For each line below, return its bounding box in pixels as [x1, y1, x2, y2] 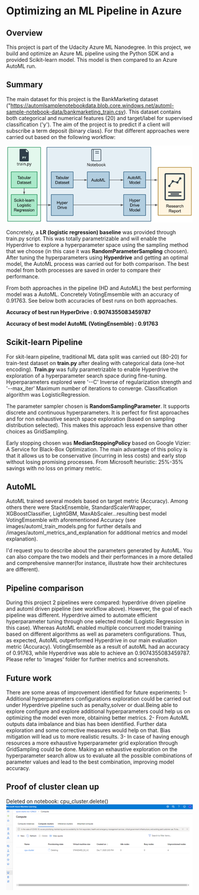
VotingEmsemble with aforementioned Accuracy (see [6, 516, 136, 524]
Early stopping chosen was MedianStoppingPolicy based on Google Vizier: [6, 439, 191, 447]
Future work [6, 673, 52, 683]
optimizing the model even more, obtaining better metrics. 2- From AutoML [6, 714, 190, 721]
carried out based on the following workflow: [6, 133, 116, 140]
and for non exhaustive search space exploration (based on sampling [6, 415, 175, 422]
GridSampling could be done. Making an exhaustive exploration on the [6, 746, 178, 753]
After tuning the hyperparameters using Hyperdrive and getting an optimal [6, 254, 188, 261]
